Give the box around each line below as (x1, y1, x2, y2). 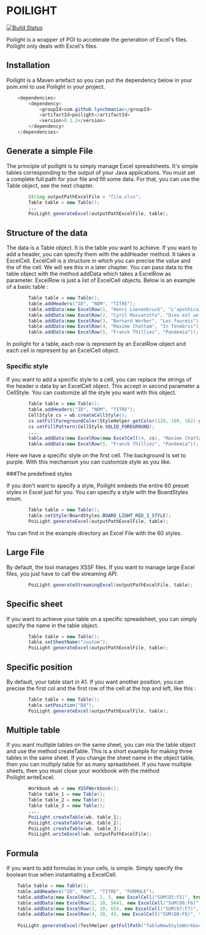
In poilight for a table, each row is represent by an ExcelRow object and (6, 340, 186, 348)
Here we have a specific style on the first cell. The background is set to (6, 452, 186, 459)
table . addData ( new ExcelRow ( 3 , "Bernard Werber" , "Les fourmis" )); (28, 318, 204, 324)
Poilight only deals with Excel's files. (6, 42, 98, 50)
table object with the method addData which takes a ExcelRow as (6, 270, 172, 277)
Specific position (6, 662, 72, 672)
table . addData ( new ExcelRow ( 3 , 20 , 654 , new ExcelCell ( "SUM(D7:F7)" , (17, 906, 199, 912)
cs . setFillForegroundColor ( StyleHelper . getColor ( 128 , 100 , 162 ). (28, 418, 199, 424)
